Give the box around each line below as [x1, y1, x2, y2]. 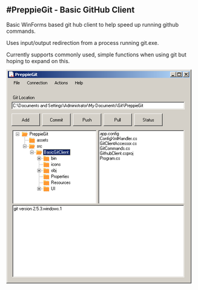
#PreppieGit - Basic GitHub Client [6, 5, 135, 15]
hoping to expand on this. [6, 57, 70, 64]
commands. [6, 27, 36, 35]
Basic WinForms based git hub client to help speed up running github [6, 21, 179, 28]
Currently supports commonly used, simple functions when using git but [6, 51, 186, 58]
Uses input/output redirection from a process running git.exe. [6, 39, 159, 46]
